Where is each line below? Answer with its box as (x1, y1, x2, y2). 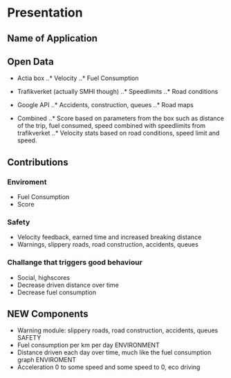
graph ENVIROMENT (17, 356, 77, 364)
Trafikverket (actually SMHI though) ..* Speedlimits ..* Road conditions (17, 88, 219, 96)
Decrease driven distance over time (17, 281, 119, 289)
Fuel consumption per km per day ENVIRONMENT (17, 341, 160, 350)
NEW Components (7, 308, 89, 320)
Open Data (7, 55, 54, 67)
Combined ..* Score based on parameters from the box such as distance (17, 114, 225, 122)
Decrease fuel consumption (17, 288, 97, 296)
